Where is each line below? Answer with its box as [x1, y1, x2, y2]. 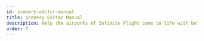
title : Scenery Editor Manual [6, 14, 83, 20]
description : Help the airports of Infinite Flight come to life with [6, 20, 189, 26]
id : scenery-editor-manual [6, 8, 75, 15]
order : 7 [6, 25, 29, 32]
